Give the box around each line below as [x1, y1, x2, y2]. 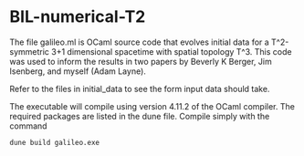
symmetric [9, 46, 50, 57]
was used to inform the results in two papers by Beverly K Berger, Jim [9, 56, 272, 67]
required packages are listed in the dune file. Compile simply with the [9, 110, 270, 121]
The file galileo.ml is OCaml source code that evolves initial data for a [9, 36, 269, 47]
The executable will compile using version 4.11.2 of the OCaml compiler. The [9, 100, 295, 111]
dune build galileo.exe [9, 138, 100, 147]
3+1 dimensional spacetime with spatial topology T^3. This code [51, 46, 292, 57]
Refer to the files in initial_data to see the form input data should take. [9, 83, 270, 94]
